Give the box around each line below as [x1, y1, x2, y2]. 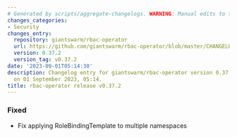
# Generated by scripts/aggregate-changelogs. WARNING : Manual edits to [7, 10, 226, 18]
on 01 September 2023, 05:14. [13, 75, 102, 83]
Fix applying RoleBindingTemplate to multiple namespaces [17, 121, 187, 130]
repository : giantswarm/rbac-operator [13, 37, 128, 44]
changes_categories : [7, 17, 68, 24]
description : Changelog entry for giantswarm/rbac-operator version [7, 69, 213, 76]
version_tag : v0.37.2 [13, 56, 78, 63]
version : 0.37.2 [13, 50, 61, 57]
